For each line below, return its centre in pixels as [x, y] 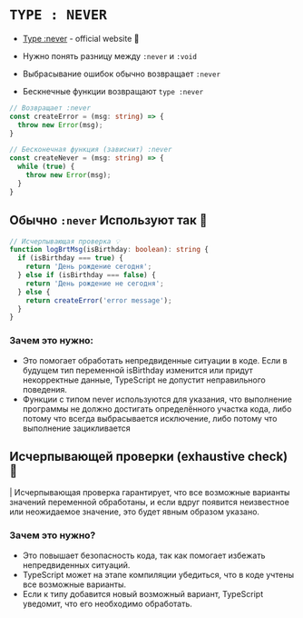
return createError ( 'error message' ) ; [99, 300]
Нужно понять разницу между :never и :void [110, 55]
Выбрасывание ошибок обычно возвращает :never [121, 74]
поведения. [45, 389]
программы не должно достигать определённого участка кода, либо [157, 409]
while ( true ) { [46, 167]
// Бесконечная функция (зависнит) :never [91, 150]
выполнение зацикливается [77, 428]
